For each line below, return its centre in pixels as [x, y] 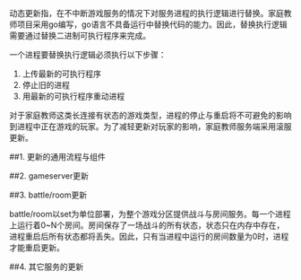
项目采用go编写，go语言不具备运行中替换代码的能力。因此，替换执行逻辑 [152, 24]
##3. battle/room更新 [48, 195]
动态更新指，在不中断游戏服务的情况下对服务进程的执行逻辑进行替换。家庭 [146, 13]
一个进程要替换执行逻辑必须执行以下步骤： [88, 55]
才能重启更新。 [37, 248]
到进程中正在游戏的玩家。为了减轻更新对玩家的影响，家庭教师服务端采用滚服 [150, 127]
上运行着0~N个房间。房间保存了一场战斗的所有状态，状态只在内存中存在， [147, 225]
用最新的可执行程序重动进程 [73, 96]
